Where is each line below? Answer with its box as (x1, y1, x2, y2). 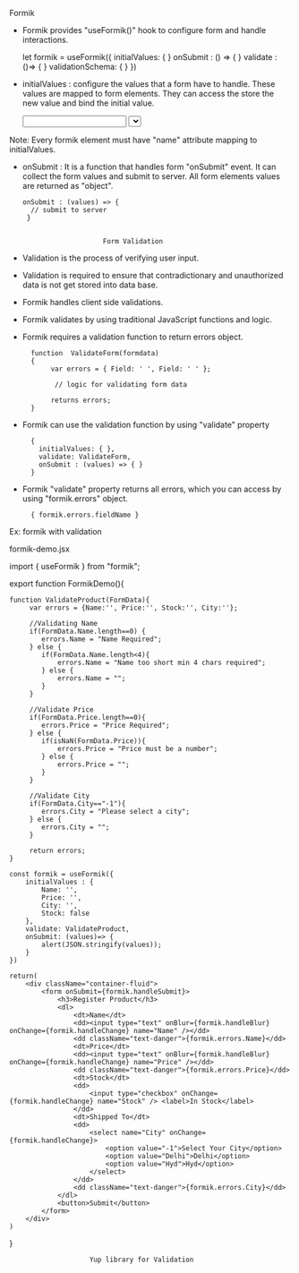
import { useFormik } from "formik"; (9, 561, 141, 571)
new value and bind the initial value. (21, 98, 155, 108)
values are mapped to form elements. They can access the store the (21, 89, 275, 98)
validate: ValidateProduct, (25, 925, 130, 934)
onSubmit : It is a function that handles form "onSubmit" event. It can (21, 161, 277, 172)
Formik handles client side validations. (21, 297, 164, 307)
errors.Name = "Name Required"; (41, 635, 163, 644)
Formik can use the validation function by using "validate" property (21, 420, 270, 430)
